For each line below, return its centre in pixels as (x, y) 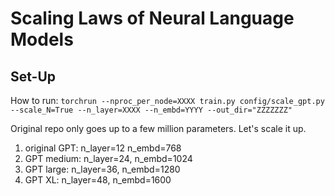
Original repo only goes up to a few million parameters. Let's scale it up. (158, 128)
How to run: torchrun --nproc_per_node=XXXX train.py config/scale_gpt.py (167, 100)
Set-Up (33, 76)
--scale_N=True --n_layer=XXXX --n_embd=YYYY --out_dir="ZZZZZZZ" (151, 110)
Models (42, 39)
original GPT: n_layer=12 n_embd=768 (103, 148)
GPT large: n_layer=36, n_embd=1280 (102, 169)
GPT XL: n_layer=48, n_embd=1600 (98, 180)
